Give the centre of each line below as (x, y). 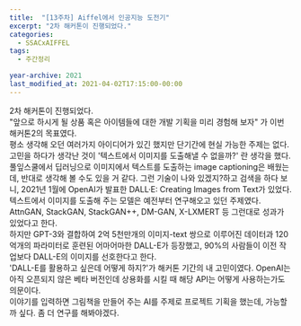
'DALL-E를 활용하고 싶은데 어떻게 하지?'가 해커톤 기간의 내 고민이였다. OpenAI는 (150, 268)
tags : (19, 51)
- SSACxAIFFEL (44, 43)
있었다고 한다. (34, 223)
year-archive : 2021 (46, 76)
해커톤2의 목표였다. (43, 133)
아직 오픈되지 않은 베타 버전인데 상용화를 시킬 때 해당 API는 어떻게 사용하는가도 (147, 278)
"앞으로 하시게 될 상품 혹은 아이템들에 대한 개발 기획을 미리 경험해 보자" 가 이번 (147, 121)
